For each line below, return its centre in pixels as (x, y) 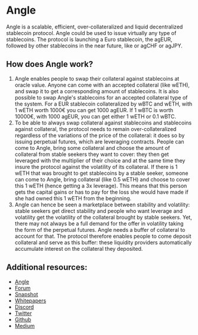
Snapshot (26, 294)
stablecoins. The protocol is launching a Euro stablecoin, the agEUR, (89, 39)
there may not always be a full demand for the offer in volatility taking (99, 224)
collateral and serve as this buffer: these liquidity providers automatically (103, 242)
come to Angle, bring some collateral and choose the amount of (92, 148)
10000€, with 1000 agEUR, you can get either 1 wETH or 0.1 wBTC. (95, 116)
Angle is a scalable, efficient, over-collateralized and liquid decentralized (95, 27)
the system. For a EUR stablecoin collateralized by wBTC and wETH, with (103, 104)
